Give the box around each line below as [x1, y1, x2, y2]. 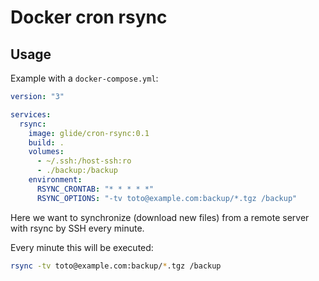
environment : [28, 175, 83, 185]
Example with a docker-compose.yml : [10, 72, 159, 84]
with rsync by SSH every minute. [10, 222, 145, 234]
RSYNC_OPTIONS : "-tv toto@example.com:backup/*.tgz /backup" [36, 193, 298, 203]
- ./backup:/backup [36, 166, 118, 176]
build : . [28, 137, 65, 148]
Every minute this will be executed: [10, 241, 154, 253]
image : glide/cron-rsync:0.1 [28, 128, 150, 138]
